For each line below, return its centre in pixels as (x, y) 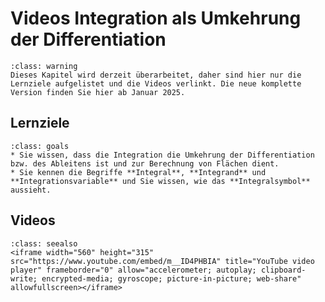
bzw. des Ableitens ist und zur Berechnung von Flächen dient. (145, 163)
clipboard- (283, 270)
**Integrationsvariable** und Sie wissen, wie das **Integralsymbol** (160, 181)
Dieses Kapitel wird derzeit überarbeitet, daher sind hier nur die (156, 75)
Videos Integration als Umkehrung (156, 18)
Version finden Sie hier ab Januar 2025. (98, 92)
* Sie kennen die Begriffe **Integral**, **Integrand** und (138, 172)
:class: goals (40, 146)
